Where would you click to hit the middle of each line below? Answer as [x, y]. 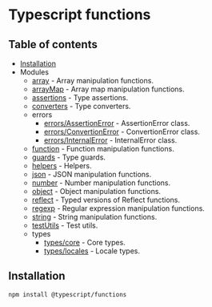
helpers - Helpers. [62, 166]
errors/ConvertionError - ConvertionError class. [122, 131]
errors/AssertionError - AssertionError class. [117, 123]
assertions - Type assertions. [80, 97]
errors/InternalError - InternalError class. [110, 140]
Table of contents [53, 44]
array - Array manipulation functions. [93, 81]
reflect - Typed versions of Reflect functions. [106, 200]
